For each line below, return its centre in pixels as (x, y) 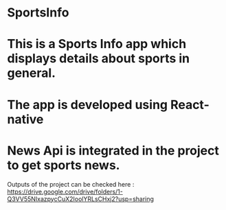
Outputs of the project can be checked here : (71, 184)
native (25, 119)
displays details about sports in (99, 59)
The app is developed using (88, 105)
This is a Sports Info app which (97, 44)
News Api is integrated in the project (113, 151)
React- (190, 105)
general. (32, 73)
